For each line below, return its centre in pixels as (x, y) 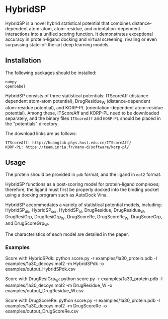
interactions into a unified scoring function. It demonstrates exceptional (79, 34)
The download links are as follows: (41, 133)
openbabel (16, 86)
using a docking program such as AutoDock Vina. (57, 195)
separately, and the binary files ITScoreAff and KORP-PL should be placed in (83, 118)
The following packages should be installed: (51, 73)
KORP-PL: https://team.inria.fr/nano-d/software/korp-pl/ (67, 147)
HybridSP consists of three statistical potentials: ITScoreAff (67, 95)
